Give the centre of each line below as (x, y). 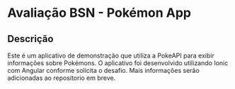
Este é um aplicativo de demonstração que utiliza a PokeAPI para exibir (111, 55)
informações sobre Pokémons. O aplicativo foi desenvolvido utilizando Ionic (118, 63)
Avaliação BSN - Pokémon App (99, 13)
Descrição (30, 39)
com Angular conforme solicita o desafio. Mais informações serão (103, 70)
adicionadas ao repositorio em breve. (62, 78)
